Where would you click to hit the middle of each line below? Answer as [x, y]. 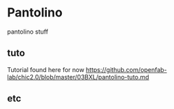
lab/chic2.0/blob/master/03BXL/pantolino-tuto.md [78, 77]
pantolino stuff [28, 32]
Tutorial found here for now [46, 69]
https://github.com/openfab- [126, 69]
